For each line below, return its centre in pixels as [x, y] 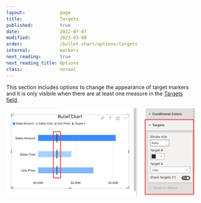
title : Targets [42, 19]
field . [13, 100]
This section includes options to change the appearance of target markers [98, 87]
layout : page [38, 13]
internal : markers [42, 51]
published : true [38, 25]
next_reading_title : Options [42, 63]
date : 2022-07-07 [46, 32]
